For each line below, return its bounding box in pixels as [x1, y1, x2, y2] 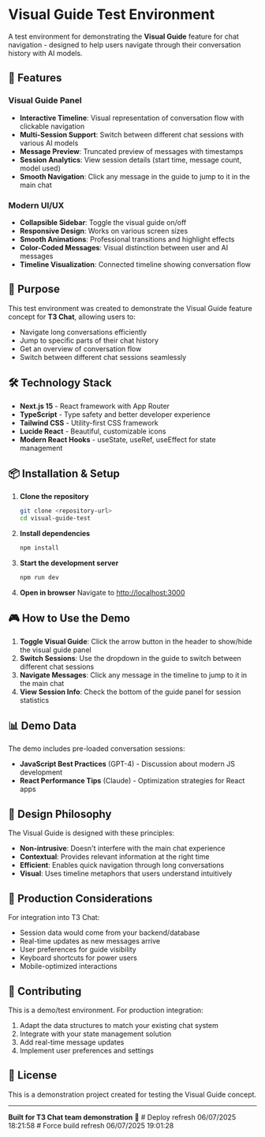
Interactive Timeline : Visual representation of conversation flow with [19, 113, 244, 122]
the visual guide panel [19, 645, 92, 655]
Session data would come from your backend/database [19, 928, 200, 937]
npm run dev [19, 573, 59, 581]
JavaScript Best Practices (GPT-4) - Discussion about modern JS [19, 760, 235, 769]
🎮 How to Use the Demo [8, 612, 130, 625]
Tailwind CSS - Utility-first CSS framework [19, 418, 159, 427]
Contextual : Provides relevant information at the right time [19, 852, 210, 861]
